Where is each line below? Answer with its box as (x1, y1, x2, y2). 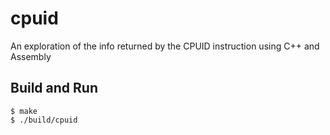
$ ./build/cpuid (10, 115, 78, 125)
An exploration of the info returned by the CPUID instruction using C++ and (10, 40, 320, 52)
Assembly (10, 50, 52, 62)
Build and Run (10, 80, 98, 97)
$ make (10, 106, 38, 116)
